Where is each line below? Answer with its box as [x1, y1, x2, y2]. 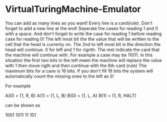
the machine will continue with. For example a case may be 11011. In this [5, 51, 153, 58]
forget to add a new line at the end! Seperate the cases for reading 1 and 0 [5, 25, 158, 31]
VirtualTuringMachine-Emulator [5, 3, 141, 15]
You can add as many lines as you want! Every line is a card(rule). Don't [5, 20, 152, 26]
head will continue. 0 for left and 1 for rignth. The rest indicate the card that [5, 46, 160, 52]
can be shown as [5, 102, 40, 108]
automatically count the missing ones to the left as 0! [5, 73, 114, 79]
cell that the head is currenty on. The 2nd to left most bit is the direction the [5, 41, 161, 47]
